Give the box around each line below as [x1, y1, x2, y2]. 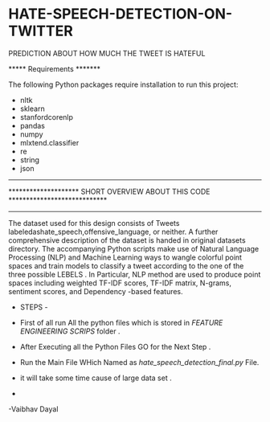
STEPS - [19, 302, 48, 312]
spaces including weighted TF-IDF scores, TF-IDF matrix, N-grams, [8, 278, 231, 288]
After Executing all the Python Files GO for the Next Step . [19, 342, 211, 351]
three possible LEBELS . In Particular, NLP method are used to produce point [8, 269, 261, 279]
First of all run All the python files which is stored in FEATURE [19, 318, 223, 327]
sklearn [19, 104, 46, 113]
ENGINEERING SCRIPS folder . [19, 326, 121, 336]
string [19, 154, 40, 165]
